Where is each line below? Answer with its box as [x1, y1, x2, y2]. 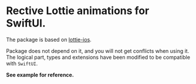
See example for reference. [6, 71, 75, 78]
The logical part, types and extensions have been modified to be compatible [6, 53, 191, 61]
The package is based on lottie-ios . [6, 36, 92, 43]
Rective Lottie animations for [6, 4, 150, 18]
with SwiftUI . [6, 60, 38, 67]
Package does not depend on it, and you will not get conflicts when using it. [6, 47, 190, 54]
